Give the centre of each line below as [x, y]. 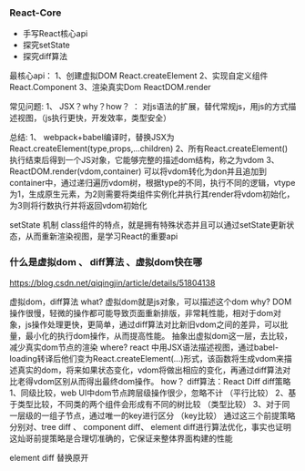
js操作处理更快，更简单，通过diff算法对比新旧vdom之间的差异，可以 [152, 324]
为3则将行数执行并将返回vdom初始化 [78, 206]
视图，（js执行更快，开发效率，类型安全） [94, 118]
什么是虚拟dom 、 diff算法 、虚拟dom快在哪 [106, 262]
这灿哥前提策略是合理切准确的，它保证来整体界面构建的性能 [121, 438]
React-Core [36, 13]
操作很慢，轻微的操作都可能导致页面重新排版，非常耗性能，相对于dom [142, 312]
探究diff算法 [45, 56]
